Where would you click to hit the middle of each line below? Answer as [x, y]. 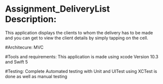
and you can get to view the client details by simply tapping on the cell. [77, 38]
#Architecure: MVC [24, 47]
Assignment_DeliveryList [58, 9]
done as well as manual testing [36, 76]
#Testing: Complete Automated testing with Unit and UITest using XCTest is [81, 71]
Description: [31, 19]
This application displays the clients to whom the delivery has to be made [79, 33]
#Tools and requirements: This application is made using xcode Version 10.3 [82, 56]
